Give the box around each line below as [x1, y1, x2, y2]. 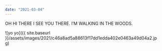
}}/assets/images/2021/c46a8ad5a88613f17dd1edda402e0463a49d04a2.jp [5, 35, 157, 41]
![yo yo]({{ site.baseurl [5, 30, 50, 35]
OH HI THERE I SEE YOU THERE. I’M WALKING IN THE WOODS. [5, 20, 133, 26]
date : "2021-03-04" [5, 7, 45, 12]
